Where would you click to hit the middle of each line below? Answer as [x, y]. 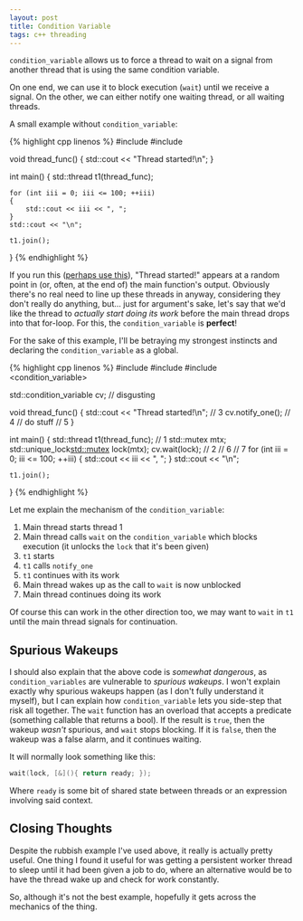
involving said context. [51, 801]
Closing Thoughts [61, 829]
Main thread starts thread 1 [72, 527]
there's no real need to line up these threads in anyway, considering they [145, 294]
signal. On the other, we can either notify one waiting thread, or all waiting [147, 97]
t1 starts [38, 556]
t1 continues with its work [71, 575]
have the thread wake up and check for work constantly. [114, 879]
